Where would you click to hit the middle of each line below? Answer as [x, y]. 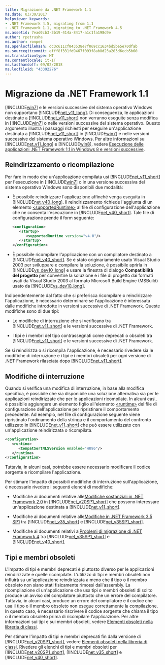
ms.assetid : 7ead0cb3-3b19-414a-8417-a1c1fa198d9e [58, 33]
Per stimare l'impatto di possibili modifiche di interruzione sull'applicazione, [82, 482]
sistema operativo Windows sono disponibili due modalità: [64, 187]
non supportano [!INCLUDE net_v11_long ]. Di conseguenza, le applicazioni [80, 112]
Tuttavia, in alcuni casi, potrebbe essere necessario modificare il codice [78, 467]
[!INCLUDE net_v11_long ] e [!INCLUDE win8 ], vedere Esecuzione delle [74, 144]
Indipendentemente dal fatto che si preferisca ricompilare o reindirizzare [78, 296]
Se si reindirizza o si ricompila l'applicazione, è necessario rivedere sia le [79, 350]
